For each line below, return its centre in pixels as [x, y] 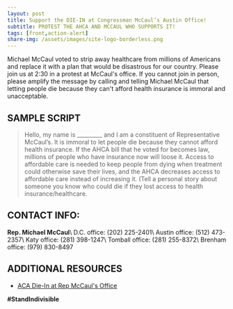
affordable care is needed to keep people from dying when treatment [123, 164]
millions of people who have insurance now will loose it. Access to [119, 156]
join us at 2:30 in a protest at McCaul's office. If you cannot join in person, [113, 74]
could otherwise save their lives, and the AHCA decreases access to [122, 172]
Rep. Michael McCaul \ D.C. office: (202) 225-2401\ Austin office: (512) [109, 232]
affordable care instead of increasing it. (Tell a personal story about [121, 178]
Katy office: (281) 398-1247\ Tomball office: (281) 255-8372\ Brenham [126, 240]
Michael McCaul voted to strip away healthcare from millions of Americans [114, 59]
